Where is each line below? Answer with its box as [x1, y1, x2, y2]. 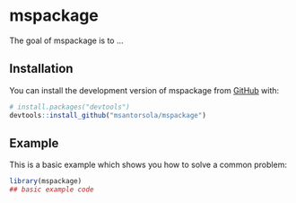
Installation [9, 61, 74, 76]
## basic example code [9, 185, 94, 194]
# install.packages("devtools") [9, 102, 130, 111]
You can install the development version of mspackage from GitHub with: [9, 84, 280, 95]
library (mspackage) [9, 177, 83, 186]
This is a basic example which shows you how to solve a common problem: [9, 159, 287, 171]
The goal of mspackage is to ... [9, 35, 124, 46]
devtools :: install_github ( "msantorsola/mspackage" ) [9, 110, 206, 119]
